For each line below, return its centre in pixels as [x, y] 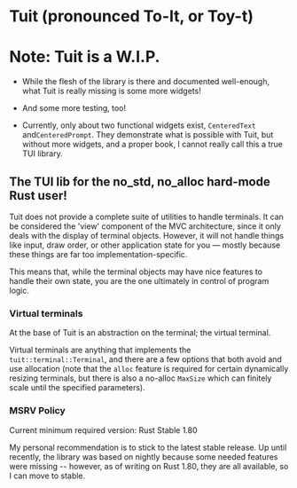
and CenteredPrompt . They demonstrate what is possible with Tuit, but [148, 135]
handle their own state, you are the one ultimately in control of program [139, 280]
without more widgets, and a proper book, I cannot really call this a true [152, 145]
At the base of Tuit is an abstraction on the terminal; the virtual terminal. [140, 333]
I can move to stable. [47, 476]
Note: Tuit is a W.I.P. [85, 57]
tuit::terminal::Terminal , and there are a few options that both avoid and [145, 359]
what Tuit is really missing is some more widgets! [111, 91]
